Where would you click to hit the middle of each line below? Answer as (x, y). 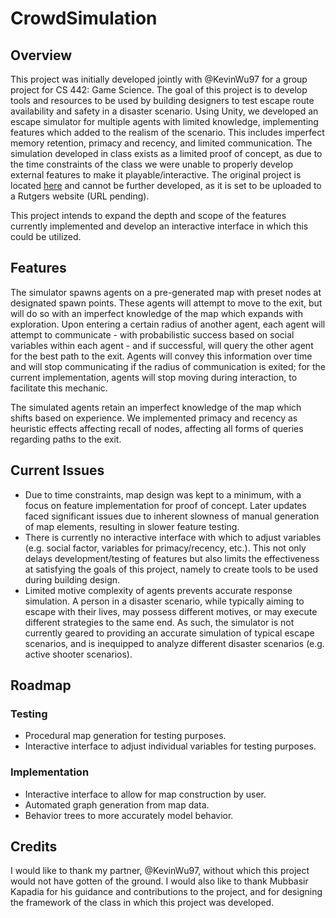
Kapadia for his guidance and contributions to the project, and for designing (166, 892)
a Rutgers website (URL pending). (80, 196)
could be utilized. (46, 236)
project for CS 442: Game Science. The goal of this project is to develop (159, 90)
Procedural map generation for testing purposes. (125, 736)
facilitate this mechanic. (59, 388)
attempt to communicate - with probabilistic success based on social (152, 334)
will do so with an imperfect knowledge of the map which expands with (156, 313)
